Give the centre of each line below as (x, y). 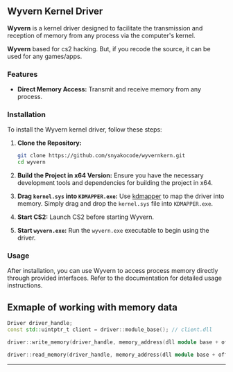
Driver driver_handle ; (40, 324)
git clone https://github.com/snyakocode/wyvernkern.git (101, 156)
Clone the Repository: (49, 143)
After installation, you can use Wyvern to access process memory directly (113, 271)
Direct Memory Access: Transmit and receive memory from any (109, 89)
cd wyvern (32, 162)
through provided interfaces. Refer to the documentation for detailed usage (114, 278)
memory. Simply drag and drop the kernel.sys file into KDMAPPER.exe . (115, 204)
